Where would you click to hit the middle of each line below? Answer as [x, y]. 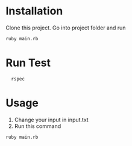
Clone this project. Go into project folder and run [66, 28]
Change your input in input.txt [51, 120]
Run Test [28, 63]
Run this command [38, 126]
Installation [34, 11]
